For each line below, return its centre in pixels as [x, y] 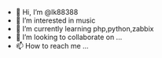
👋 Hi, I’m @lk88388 [47, 12]
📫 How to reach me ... [52, 46]
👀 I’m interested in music [55, 20]
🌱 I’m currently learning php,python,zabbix [85, 29]
